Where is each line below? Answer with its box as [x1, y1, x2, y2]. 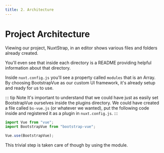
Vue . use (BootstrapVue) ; [5, 133, 54, 138]
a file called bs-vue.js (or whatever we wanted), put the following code [5, 105, 149, 111]
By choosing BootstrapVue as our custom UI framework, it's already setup [5, 79, 156, 85]
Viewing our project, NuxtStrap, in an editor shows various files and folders [5, 45, 158, 51]
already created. [5, 50, 38, 56]
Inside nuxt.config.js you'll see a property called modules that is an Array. [5, 75, 156, 80]
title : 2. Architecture [5, 7, 54, 12]
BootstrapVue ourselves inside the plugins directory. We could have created [5, 100, 159, 106]
